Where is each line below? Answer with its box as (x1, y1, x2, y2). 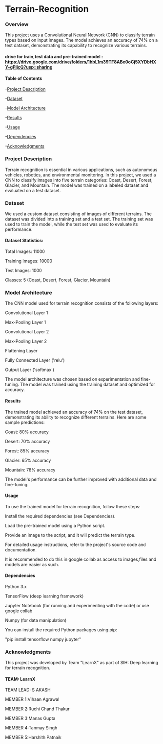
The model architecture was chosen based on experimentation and (5, 376, 140, 382)
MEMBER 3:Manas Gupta (5, 716, 56, 721)
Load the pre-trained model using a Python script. (5, 522, 106, 528)
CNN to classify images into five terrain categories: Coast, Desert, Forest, (5, 177, 153, 183)
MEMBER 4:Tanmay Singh (5, 725, 58, 731)
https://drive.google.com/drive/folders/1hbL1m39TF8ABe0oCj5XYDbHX (5, 59, 157, 65)
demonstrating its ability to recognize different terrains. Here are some (5, 414, 146, 420)
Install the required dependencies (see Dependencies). (5, 513, 116, 519)
